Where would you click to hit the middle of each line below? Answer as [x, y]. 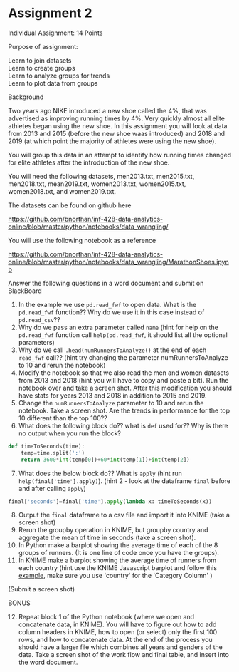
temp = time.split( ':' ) [53, 453]
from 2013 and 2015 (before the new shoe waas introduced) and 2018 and [117, 133]
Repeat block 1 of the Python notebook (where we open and [106, 617]
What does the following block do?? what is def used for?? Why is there [123, 425]
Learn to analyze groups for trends [59, 76]
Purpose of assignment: [43, 46]
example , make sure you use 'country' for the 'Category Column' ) [115, 576]
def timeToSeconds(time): [46, 446]
